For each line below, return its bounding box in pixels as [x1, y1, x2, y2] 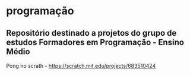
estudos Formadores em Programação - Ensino [6, 37, 184, 47]
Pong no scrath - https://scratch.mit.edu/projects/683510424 [6, 62, 156, 69]
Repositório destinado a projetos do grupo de [6, 28, 177, 38]
